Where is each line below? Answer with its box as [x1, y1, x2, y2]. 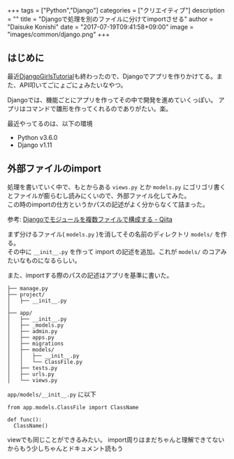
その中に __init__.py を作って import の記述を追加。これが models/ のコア [7, 247, 221, 255]
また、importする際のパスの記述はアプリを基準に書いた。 [7, 271, 173, 279]
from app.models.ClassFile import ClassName [7, 404, 139, 411]
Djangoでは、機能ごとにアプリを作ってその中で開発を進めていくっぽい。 [7, 95, 217, 104]
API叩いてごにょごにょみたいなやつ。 [19, 80, 127, 89]
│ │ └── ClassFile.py [7, 358, 82, 365]
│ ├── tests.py [7, 365, 58, 372]
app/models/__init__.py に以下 [7, 390, 96, 398]
